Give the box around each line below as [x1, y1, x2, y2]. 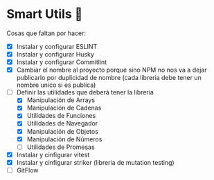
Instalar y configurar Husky [16, 50, 95, 58]
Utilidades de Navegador [26, 119, 98, 128]
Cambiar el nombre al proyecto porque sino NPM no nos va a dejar [16, 66, 207, 74]
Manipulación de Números [26, 134, 102, 143]
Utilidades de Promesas [26, 143, 95, 151]
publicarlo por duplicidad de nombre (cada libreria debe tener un [16, 74, 202, 82]
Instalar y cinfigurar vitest [16, 150, 90, 159]
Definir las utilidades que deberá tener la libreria [16, 88, 154, 97]
